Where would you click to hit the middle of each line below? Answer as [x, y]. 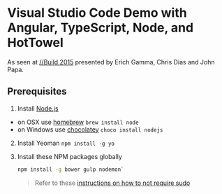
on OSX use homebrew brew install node [78, 122]
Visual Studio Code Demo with [97, 13]
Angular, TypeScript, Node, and [101, 28]
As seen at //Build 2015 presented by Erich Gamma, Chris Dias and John [111, 62]
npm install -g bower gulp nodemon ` [71, 169]
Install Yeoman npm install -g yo [66, 143]
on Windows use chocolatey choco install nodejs [90, 129]
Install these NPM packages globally [69, 156]
